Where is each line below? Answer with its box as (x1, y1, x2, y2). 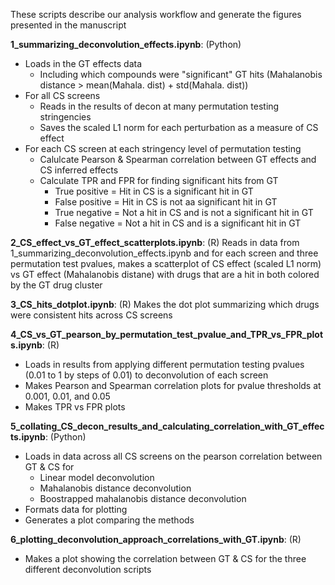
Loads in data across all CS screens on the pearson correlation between (24, 450, 323, 462)
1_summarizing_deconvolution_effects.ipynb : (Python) (10, 39, 242, 50)
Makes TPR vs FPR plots (24, 401, 126, 413)
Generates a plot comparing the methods (24, 514, 195, 526)
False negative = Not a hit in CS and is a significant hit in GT (54, 217, 302, 229)
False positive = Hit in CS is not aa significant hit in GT (54, 196, 278, 208)
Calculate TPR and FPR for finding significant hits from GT (39, 175, 279, 186)
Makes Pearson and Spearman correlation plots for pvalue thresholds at (24, 380, 322, 391)
